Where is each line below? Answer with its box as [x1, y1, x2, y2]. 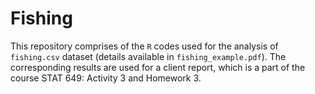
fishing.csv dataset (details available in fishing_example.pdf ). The [10, 50, 287, 62]
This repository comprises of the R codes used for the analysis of [10, 40, 279, 52]
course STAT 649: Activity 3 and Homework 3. [10, 72, 202, 84]
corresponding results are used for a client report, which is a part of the [10, 61, 306, 73]
